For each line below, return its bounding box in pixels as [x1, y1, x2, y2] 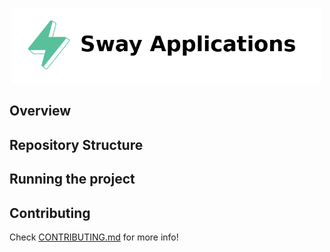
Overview [9, 103, 72, 120]
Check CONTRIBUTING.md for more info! [9, 231, 179, 243]
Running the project [9, 171, 136, 188]
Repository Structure [9, 136, 144, 153]
